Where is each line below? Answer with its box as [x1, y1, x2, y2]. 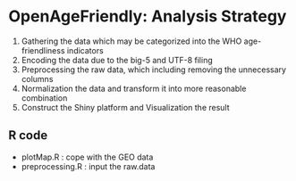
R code [8, 128, 48, 144]
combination [21, 92, 68, 103]
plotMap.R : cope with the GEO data [21, 152, 154, 162]
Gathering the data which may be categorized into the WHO [21, 36, 242, 46]
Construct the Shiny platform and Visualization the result [21, 102, 230, 112]
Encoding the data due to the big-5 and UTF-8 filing [21, 54, 213, 65]
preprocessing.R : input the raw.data [21, 160, 156, 171]
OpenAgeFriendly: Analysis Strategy [8, 6, 287, 27]
